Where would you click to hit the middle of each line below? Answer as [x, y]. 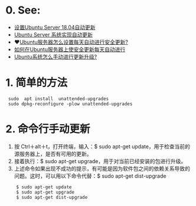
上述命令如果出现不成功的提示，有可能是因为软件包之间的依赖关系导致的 [102, 168]
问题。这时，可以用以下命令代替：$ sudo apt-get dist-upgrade [90, 176]
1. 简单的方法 [37, 83]
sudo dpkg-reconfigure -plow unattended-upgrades [70, 104]
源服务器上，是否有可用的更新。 [53, 154]
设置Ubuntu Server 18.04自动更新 [55, 27]
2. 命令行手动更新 [48, 129]
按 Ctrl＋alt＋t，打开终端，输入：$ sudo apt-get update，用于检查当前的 [102, 146]
